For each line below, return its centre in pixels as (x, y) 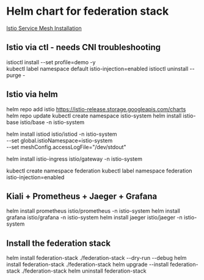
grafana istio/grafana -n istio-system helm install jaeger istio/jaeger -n (95, 218)
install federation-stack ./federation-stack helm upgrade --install (88, 265)
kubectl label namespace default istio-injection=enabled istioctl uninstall (97, 68)
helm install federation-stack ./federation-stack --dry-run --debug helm (97, 258)
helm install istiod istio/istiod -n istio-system (62, 134)
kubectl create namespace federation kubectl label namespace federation (99, 171)
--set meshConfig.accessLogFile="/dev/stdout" (66, 147)
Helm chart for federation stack (88, 11)
